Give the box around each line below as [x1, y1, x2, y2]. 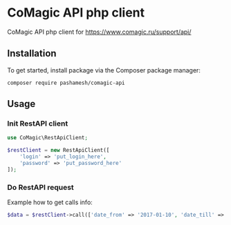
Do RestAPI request [7, 182, 74, 192]
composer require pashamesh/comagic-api [7, 79, 126, 86]
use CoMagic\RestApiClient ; [7, 135, 89, 141]
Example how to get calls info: [7, 198, 93, 206]
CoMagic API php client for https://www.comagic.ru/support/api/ [7, 28, 192, 36]
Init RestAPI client [7, 119, 68, 128]
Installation [7, 48, 57, 59]
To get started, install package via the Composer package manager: [7, 66, 201, 74]
